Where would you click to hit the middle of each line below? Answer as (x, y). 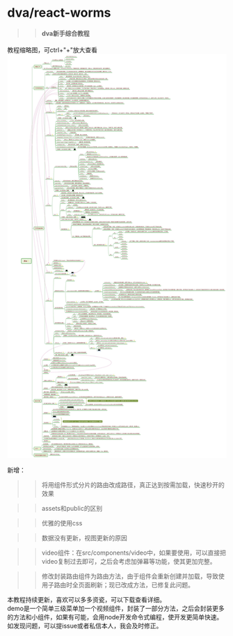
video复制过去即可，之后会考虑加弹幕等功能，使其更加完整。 (129, 561)
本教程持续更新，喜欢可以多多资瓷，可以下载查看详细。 (86, 599)
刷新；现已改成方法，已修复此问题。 (142, 585)
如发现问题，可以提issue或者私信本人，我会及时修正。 (85, 626)
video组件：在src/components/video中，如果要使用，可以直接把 (134, 552)
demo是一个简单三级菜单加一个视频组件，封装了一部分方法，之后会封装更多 (116, 608)
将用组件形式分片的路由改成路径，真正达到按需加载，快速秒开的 (133, 484)
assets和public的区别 (72, 508)
